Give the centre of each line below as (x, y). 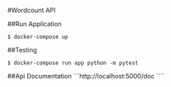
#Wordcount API (31, 10)
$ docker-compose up (38, 37)
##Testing (22, 50)
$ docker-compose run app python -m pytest (73, 63)
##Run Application (35, 24)
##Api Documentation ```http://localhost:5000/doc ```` (86, 76)
